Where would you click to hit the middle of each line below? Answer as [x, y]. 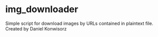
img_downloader [42, 9]
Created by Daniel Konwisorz [36, 28]
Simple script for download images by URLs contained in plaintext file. [79, 23]
